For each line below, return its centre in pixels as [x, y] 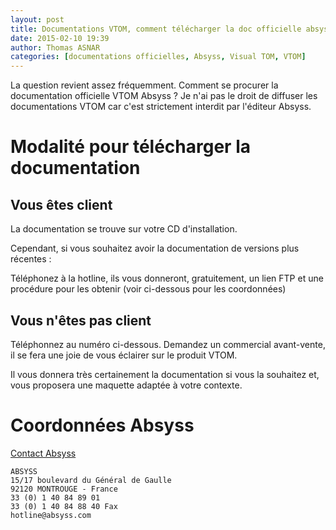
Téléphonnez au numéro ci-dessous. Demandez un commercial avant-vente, [168, 344]
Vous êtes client [61, 204]
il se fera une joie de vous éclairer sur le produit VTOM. [124, 355]
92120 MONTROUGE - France [64, 489]
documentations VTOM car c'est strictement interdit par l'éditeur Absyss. [161, 107]
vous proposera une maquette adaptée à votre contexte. [126, 385]
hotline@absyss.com [51, 515]
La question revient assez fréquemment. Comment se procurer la [144, 85]
